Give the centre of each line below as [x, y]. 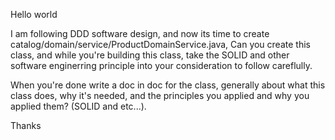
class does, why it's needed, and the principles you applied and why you [160, 95]
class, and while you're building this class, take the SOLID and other [150, 55]
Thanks [26, 125]
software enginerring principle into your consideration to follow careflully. [161, 65]
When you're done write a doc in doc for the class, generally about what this [168, 85]
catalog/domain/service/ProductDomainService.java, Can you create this [160, 44]
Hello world [34, 14]
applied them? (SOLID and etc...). [78, 106]
